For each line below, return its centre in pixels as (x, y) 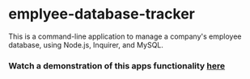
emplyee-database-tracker (102, 14)
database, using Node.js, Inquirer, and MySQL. (86, 44)
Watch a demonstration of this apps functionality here (117, 65)
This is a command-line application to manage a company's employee (125, 36)
